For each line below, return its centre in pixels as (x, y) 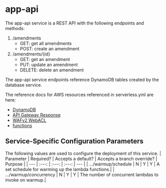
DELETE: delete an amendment (52, 70)
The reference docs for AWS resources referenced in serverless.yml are (79, 94)
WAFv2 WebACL (29, 120)
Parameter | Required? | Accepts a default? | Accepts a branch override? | (81, 158)
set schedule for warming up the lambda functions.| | (60, 169)
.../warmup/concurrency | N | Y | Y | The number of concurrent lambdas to (82, 174)
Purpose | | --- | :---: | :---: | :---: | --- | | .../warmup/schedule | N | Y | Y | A (82, 164)
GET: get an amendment (45, 59)
